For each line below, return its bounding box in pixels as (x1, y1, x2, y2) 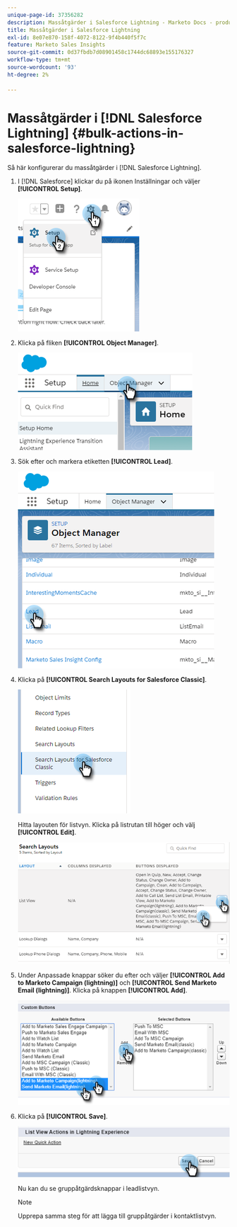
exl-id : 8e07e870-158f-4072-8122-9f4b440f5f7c (7, 34, 147, 41)
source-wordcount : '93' (7, 64, 78, 71)
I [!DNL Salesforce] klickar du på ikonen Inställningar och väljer (17, 177, 201, 186)
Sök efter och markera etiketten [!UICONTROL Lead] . (17, 457, 173, 466)
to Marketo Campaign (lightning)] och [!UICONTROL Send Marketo (17, 978, 217, 987)
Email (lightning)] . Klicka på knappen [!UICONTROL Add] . (17, 986, 188, 994)
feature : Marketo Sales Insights (7, 41, 106, 49)
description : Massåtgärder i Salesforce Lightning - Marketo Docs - (7, 18, 213, 26)
